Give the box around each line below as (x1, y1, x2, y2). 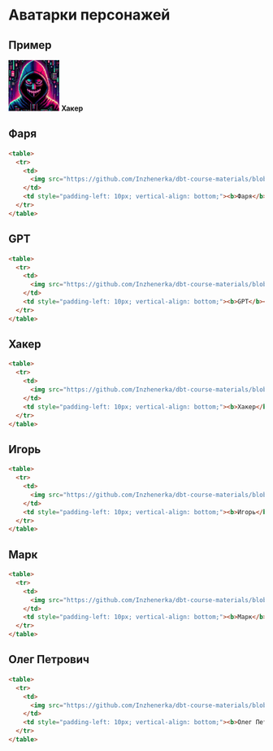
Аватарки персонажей (8, 6, 171, 24)
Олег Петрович (8, 653, 89, 666)
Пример (8, 38, 52, 52)
